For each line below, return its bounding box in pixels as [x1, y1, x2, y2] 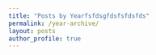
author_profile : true [8, 34, 82, 43]
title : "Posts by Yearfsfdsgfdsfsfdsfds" [8, 11, 150, 20]
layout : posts [8, 27, 57, 35]
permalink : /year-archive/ [8, 19, 99, 27]
